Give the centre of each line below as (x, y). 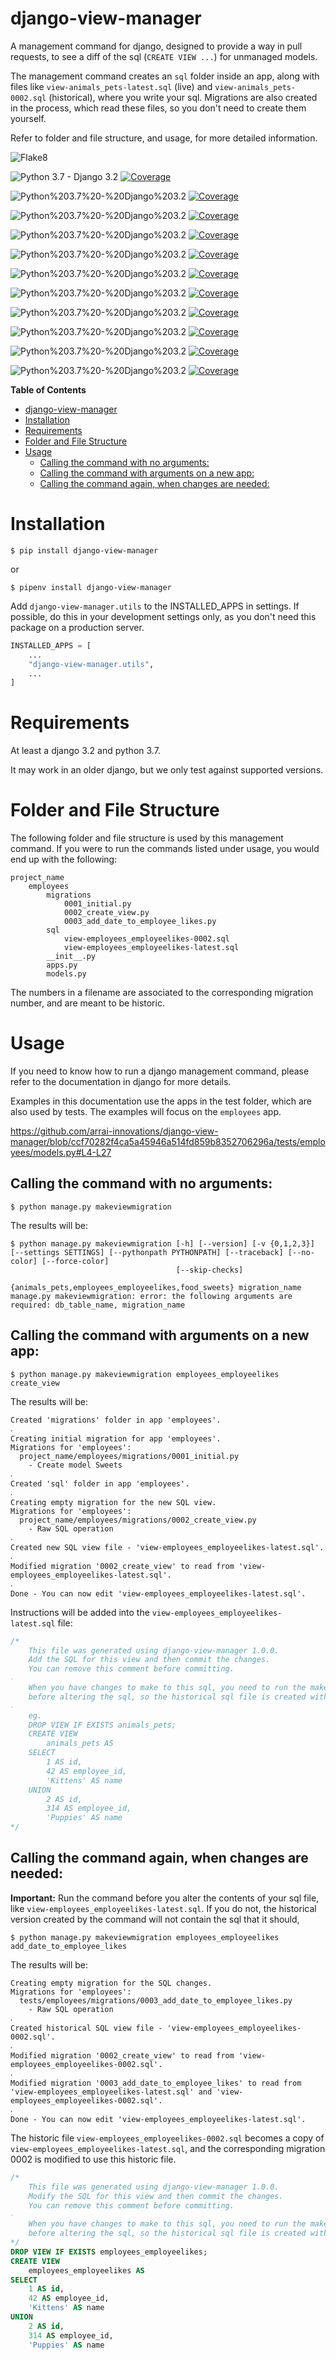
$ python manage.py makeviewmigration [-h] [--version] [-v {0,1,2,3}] (162, 1243)
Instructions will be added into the (80, 1612)
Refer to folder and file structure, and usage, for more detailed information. (164, 138)
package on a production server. (77, 627)
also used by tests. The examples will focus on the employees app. (146, 1112)
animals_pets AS (80, 1743)
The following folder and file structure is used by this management (147, 838)
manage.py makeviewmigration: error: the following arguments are (151, 1296)
